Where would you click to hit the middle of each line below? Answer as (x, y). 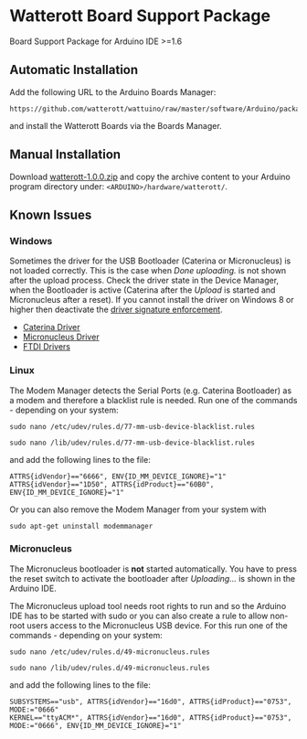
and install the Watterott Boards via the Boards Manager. (116, 125)
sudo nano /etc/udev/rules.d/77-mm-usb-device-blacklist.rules (132, 426)
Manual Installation (65, 155)
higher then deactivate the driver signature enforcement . (116, 310)
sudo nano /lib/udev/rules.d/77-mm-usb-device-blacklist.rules (132, 443)
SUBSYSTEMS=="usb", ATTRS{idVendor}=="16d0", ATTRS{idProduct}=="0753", (151, 702)
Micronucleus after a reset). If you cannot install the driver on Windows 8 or (152, 300)
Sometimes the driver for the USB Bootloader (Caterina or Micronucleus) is (150, 261)
